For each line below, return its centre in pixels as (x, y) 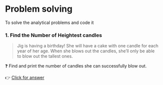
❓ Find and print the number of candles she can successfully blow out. (76, 66)
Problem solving (39, 9)
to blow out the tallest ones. (45, 56)
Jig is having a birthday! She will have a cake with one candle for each (88, 46)
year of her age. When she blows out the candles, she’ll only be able (86, 51)
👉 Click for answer (25, 78)
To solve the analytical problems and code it (50, 22)
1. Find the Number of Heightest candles (54, 35)
